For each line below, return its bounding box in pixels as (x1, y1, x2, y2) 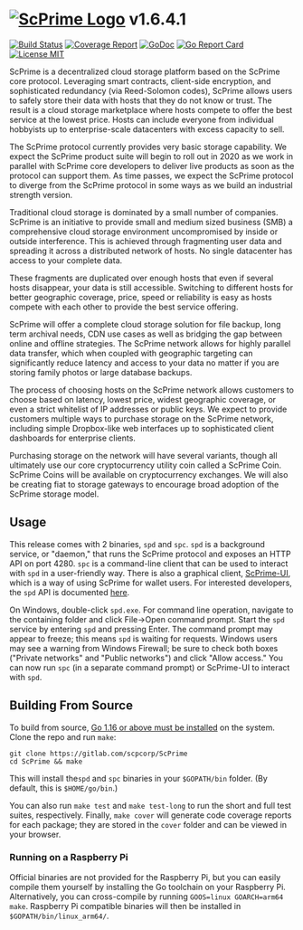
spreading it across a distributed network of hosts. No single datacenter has (9, 245, 293, 256)
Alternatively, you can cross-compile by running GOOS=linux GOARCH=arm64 (9, 891, 284, 902)
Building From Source (9, 697, 134, 714)
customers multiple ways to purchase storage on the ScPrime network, (9, 413, 274, 424)
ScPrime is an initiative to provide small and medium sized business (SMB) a (9, 216, 294, 227)
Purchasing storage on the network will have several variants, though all (9, 450, 278, 460)
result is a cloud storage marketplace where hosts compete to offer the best (9, 104, 293, 115)
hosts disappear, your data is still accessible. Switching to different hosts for (9, 281, 294, 293)
